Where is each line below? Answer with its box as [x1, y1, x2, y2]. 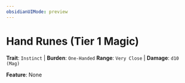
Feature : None [6, 71, 42, 78]
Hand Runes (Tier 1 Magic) [6, 34, 139, 48]
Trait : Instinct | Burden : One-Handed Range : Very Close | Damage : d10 [6, 54, 179, 62]
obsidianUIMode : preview [6, 8, 68, 15]
